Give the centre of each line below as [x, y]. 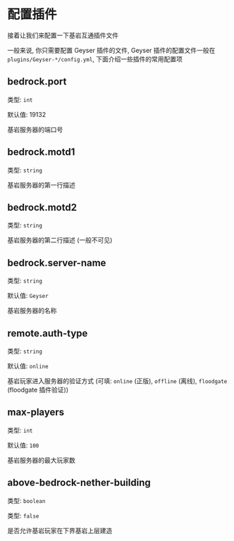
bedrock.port [37, 82]
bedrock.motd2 [42, 207]
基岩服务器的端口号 [35, 129]
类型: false [23, 516]
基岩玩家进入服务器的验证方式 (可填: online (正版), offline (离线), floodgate [117, 381]
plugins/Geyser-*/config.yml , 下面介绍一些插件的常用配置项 [95, 59]
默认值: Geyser [28, 296]
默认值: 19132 [27, 114]
